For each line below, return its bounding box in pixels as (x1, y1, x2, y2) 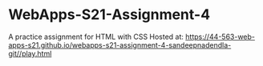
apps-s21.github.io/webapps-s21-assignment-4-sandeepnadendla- (8, 40, 232, 49)
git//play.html (8, 49, 52, 58)
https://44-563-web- (185, 32, 255, 41)
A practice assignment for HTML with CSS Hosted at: (8, 32, 184, 41)
